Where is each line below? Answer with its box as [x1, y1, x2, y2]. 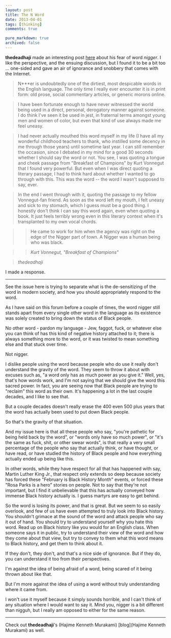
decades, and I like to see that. [5, 393, 70, 399]
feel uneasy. [17, 123, 44, 129]
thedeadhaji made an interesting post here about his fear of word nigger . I [5, 54, 161, 60]
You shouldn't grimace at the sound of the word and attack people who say [5, 513, 163, 519]
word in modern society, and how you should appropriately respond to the [5, 289, 161, 295]
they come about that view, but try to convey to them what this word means [5, 535, 164, 541]
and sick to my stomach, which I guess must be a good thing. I [17, 202, 149, 208]
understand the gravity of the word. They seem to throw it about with [5, 366, 150, 372]
